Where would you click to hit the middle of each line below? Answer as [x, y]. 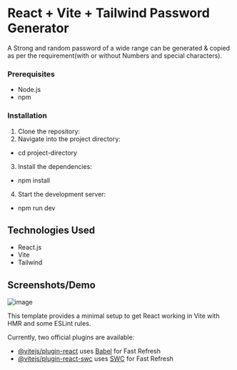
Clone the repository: [49, 131]
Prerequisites [31, 74]
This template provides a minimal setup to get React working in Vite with [114, 316]
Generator [38, 28]
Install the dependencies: [55, 166]
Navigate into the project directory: [69, 139]
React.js [30, 247]
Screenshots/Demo [52, 285]
